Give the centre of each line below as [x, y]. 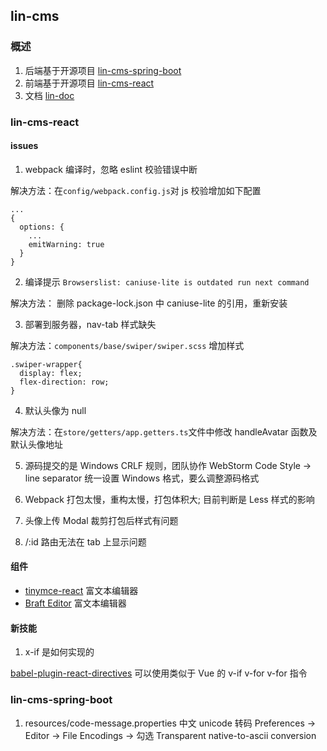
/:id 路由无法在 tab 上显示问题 [85, 541]
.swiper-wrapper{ [46, 364]
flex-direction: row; [64, 382]
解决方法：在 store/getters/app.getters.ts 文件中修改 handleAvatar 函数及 [164, 431]
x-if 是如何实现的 [59, 652]
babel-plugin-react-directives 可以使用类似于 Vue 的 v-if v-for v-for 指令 [159, 673]
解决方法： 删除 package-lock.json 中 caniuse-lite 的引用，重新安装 [149, 303]
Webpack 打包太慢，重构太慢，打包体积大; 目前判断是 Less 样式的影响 [169, 499]
